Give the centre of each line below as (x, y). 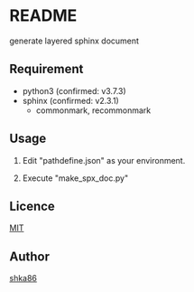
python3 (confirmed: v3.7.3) (74, 90)
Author (29, 256)
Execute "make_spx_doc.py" (75, 178)
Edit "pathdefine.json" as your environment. (104, 160)
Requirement (46, 69)
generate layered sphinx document (74, 41)
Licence (32, 206)
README (43, 16)
